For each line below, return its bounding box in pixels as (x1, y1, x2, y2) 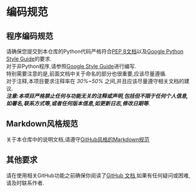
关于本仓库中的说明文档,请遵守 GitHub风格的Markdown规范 (6, 136, 150, 143)
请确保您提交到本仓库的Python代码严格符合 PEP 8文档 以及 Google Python (6, 48, 184, 55)
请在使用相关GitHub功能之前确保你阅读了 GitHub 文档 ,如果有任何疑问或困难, (6, 172, 191, 179)
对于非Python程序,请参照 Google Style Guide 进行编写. (6, 63, 137, 70)
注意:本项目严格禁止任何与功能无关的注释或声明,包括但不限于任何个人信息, (6, 93, 189, 99)
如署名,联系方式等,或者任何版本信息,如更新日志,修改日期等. (6, 100, 150, 107)
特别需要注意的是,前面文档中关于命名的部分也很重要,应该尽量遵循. (6, 70, 167, 77)
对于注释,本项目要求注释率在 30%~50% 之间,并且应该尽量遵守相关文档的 (6, 78, 185, 84)
